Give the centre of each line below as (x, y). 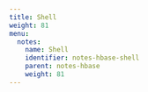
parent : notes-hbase (63, 67)
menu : (19, 33)
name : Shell (47, 50)
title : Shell (33, 17)
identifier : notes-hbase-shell (82, 58)
